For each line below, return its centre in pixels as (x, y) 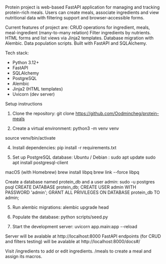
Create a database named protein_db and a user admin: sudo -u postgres (80, 182)
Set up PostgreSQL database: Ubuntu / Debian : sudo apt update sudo (84, 157)
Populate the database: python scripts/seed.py (60, 217)
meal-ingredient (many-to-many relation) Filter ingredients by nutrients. (78, 33)
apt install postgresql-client (40, 163)
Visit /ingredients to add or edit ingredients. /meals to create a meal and (78, 251)
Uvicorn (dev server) (33, 94)
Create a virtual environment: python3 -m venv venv (66, 128)
